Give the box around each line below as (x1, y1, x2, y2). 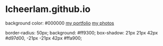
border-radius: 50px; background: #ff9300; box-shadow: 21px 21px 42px (5, 29, 158, 35)
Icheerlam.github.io (5, 3, 90, 15)
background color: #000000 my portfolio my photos (5, 20, 114, 26)
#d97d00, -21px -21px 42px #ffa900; (5, 35, 82, 41)
